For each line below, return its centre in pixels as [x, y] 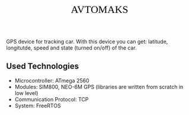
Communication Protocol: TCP [52, 99]
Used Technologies [42, 66]
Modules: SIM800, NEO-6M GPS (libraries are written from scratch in [99, 87]
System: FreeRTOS [38, 106]
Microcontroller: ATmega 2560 [52, 80]
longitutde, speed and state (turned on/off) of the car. [72, 48]
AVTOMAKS [100, 9]
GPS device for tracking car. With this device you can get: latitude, [87, 42]
